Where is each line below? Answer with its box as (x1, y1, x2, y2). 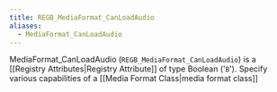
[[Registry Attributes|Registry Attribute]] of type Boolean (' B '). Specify (9, 63, 268, 74)
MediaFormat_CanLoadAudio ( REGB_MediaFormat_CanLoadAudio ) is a (9, 54, 256, 65)
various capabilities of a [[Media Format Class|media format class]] (9, 73, 259, 84)
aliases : (9, 21, 42, 30)
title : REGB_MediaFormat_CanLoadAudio (9, 13, 155, 22)
